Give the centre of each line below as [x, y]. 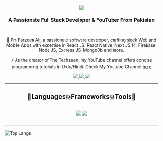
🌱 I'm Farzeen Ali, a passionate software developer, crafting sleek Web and [81, 40]
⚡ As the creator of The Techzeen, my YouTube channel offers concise [81, 60]
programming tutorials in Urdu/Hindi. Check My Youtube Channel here [81, 67]
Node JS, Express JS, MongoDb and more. [81, 50]
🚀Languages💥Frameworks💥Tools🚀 [81, 97]
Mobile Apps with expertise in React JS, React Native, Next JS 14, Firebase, [81, 45]
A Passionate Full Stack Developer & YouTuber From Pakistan [81, 20]
